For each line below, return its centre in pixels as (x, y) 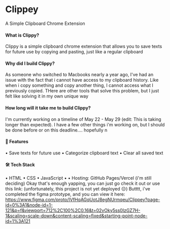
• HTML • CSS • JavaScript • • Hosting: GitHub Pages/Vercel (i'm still (78, 178)
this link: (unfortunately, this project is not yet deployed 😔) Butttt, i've (78, 188)
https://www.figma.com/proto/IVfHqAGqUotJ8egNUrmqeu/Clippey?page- (83, 200)
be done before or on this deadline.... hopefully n (56, 130)
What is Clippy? (22, 35)
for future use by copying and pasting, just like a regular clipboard (74, 52)
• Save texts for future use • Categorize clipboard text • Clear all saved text (84, 153)
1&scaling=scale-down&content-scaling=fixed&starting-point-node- (76, 216)
